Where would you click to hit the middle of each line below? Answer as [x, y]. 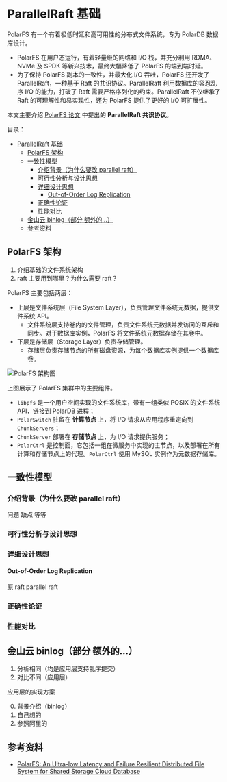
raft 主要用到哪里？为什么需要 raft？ [67, 278]
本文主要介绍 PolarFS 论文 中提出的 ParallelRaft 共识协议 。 [90, 114]
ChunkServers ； [38, 428]
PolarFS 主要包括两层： [40, 292]
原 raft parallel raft [32, 587]
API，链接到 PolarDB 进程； [56, 411]
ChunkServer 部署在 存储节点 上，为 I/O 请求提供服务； [93, 436]
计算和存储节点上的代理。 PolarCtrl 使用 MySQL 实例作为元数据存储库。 [119, 453]
